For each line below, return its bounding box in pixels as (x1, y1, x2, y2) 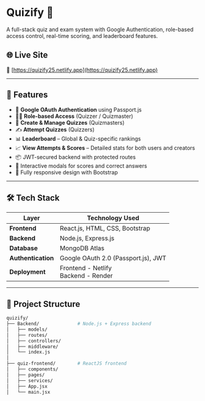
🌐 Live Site (6, 50, 48, 61)
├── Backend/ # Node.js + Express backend (6, 321, 151, 327)
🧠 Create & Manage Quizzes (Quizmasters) (15, 119, 125, 126)
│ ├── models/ (6, 326, 48, 333)
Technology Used (87, 214, 140, 223)
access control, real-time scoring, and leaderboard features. (6, 32, 158, 39)
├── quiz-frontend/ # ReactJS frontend (6, 361, 127, 367)
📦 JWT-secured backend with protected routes (15, 153, 136, 161)
